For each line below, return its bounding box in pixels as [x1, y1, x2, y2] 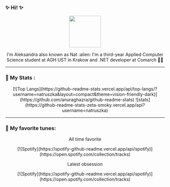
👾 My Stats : [5, 74, 35, 81]
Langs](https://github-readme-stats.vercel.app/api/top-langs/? [26, 85, 158, 92]
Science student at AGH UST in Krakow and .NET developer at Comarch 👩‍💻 [7, 57, 163, 63]
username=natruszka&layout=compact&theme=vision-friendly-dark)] [12, 91, 158, 97]
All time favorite [68, 136, 102, 142]
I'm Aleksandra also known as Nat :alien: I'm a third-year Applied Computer [7, 52, 163, 58]
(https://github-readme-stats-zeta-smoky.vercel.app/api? [25, 102, 145, 108]
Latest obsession [67, 161, 103, 167]
